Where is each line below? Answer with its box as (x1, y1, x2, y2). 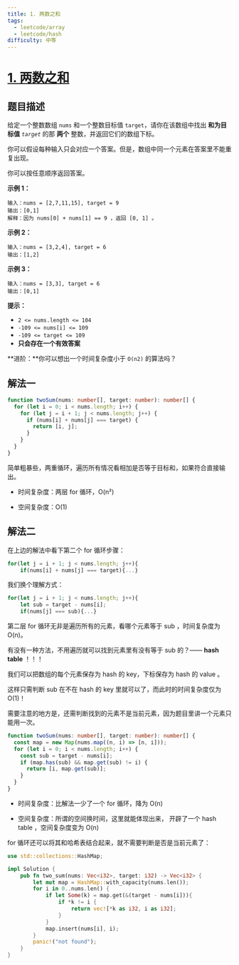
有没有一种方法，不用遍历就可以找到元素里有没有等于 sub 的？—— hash (7, 646, 219, 654)
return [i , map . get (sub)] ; (26, 765, 107, 772)
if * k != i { (58, 899, 97, 906)
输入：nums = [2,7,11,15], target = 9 (7, 200, 119, 207)
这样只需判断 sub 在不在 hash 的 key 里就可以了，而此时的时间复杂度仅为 (7, 685, 222, 693)
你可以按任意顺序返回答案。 (7, 169, 89, 178)
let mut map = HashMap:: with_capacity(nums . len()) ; (33, 879, 190, 886)
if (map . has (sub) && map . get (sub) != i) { (20, 759, 148, 766)
